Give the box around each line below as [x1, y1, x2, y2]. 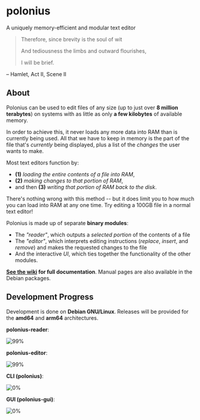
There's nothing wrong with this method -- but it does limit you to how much [6, 195, 195, 202]
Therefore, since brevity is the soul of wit [20, 35, 123, 43]
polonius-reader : [6, 326, 50, 333]
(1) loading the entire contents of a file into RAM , [14, 170, 135, 178]
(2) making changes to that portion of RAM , [14, 177, 123, 184]
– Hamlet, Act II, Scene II [6, 70, 67, 77]
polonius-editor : [6, 349, 48, 356]
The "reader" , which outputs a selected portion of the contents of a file [14, 231, 190, 238]
